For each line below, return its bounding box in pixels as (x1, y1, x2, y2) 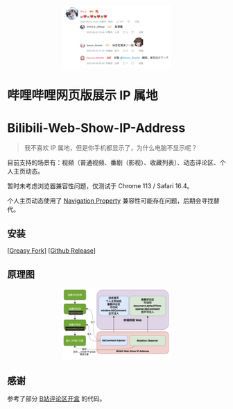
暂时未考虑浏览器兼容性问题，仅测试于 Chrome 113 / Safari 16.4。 (7, 182, 193, 190)
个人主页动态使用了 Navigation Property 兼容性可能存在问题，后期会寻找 (7, 197, 214, 205)
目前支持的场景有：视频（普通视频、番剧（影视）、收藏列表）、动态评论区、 (7, 158, 220, 167)
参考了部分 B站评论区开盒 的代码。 (7, 394, 106, 403)
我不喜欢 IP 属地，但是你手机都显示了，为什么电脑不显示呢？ (24, 144, 198, 152)
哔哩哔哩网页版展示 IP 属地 (7, 87, 158, 103)
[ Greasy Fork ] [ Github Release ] (7, 247, 96, 255)
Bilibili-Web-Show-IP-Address (7, 120, 186, 135)
